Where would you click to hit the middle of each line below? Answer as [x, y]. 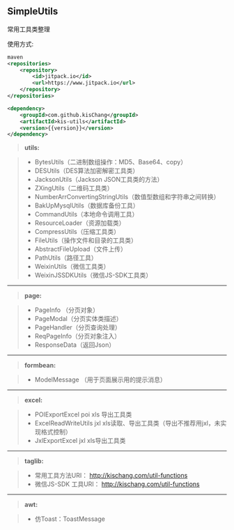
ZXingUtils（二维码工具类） [74, 188]
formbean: [40, 366]
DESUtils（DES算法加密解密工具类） [87, 171]
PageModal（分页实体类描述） [79, 319]
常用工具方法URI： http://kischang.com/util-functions [111, 476]
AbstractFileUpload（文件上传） [81, 249]
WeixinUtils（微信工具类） [72, 267]
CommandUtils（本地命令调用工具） [86, 215]
